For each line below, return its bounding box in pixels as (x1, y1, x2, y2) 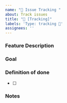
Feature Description (5, 42, 55, 49)
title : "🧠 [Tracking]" (5, 16, 52, 21)
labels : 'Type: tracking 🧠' (5, 21, 64, 26)
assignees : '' (5, 26, 35, 31)
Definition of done (5, 69, 50, 76)
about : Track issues (5, 12, 48, 17)
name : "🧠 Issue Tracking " (5, 7, 61, 12)
